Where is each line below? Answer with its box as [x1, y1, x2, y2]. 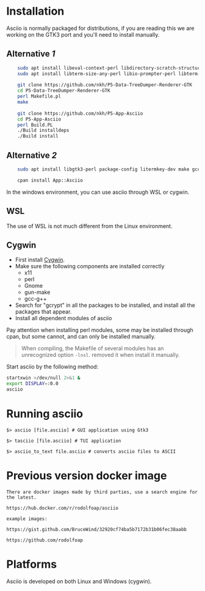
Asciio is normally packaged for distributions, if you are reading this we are [6, 24, 195, 32]
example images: [6, 515, 48, 522]
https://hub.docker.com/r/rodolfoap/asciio [6, 505, 119, 511]
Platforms [6, 557, 57, 571]
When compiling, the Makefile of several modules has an [21, 345, 164, 352]
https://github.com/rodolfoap [6, 537, 84, 543]
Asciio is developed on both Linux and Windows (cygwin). [6, 578, 152, 585]
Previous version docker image [6, 469, 167, 483]
